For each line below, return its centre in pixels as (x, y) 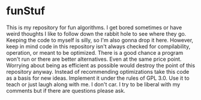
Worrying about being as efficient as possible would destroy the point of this (101, 65)
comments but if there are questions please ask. (66, 90)
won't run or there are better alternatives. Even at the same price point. (94, 59)
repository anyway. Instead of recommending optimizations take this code (98, 71)
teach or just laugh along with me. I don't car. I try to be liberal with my (93, 84)
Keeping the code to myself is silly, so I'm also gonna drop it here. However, (100, 40)
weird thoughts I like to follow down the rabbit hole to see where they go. (96, 33)
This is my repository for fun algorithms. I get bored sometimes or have (94, 27)
